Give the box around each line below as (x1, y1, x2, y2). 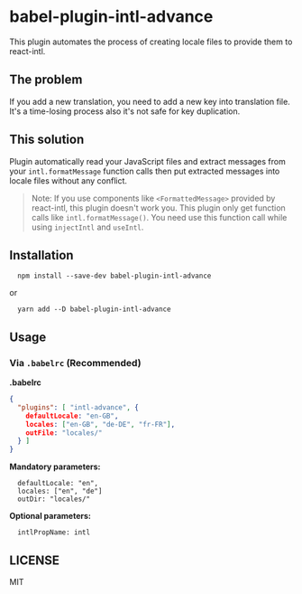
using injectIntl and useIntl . (31, 222, 144, 232)
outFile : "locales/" (25, 428, 103, 438)
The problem (9, 72, 83, 88)
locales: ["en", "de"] (17, 486, 103, 496)
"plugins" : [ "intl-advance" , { (17, 402, 140, 412)
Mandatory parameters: (9, 461, 101, 472)
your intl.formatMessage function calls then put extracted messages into (9, 165, 280, 176)
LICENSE (9, 552, 60, 568)
